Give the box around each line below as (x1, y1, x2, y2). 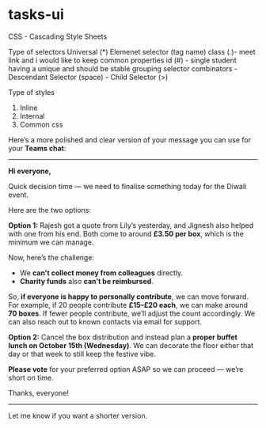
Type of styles (8, 87, 55, 97)
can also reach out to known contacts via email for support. (8, 316, 203, 326)
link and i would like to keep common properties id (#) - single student (8, 55, 237, 65)
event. (8, 190, 29, 199)
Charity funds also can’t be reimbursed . (19, 276, 154, 286)
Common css (19, 119, 63, 129)
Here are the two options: (8, 205, 92, 214)
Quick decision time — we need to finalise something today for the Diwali (8, 181, 247, 191)
